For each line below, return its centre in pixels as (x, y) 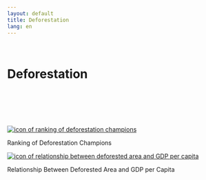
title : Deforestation (38, 20)
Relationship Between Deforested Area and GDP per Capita (91, 170)
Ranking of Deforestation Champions (60, 143)
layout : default (30, 13)
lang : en (20, 26)
